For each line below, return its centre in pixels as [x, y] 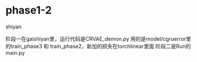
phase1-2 [29, 10]
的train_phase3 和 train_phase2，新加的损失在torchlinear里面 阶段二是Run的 [98, 46]
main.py [15, 53]
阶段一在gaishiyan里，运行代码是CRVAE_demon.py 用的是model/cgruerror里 [98, 38]
